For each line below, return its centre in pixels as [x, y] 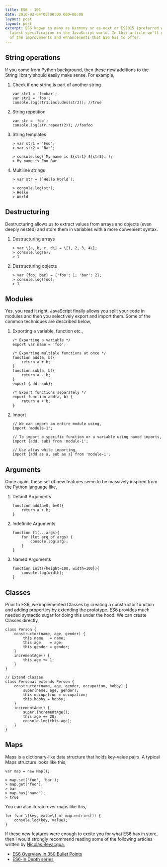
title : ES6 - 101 [23, 10]
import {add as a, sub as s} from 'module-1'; [61, 454]
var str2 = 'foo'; [31, 98]
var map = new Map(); [28, 771]
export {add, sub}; [33, 384]
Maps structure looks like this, [36, 762]
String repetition [29, 111]
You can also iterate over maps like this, [46, 806]
